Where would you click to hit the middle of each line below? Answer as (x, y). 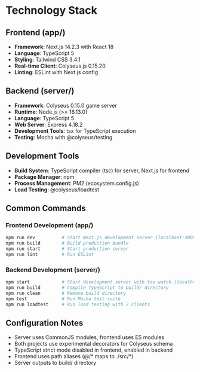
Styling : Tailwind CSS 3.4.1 (47, 60)
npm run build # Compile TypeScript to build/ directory (87, 288)
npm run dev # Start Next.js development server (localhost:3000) (102, 238)
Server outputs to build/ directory (55, 363)
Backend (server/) (40, 91)
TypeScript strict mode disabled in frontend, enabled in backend (93, 350)
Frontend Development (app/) (50, 225)
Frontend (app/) (36, 33)
